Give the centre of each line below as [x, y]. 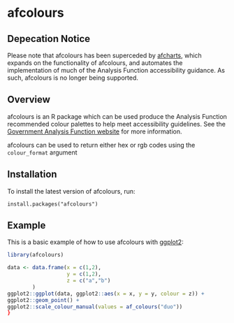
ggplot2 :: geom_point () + [43, 300]
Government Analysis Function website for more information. [95, 131]
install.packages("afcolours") [53, 204]
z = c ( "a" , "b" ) [89, 281]
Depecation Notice [49, 39]
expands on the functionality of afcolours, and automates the [95, 63]
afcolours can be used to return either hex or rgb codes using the [101, 145]
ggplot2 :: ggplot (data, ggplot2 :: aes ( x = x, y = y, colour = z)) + [106, 294]
